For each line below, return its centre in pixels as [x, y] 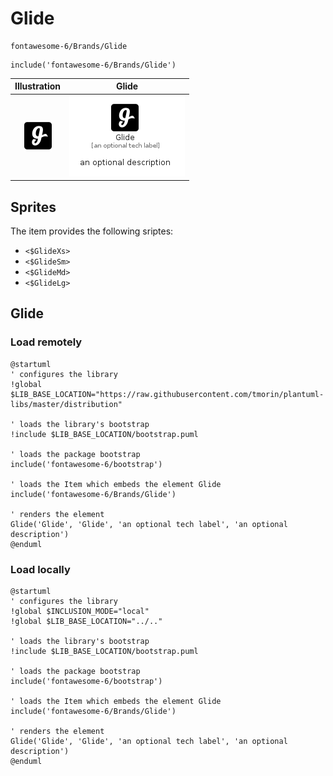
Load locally [40, 569]
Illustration [38, 86]
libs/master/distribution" [66, 404]
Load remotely [46, 342]
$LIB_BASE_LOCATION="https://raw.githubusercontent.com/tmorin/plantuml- [167, 394]
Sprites [33, 207]
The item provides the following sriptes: [92, 231]
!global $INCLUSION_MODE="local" [80, 611]
